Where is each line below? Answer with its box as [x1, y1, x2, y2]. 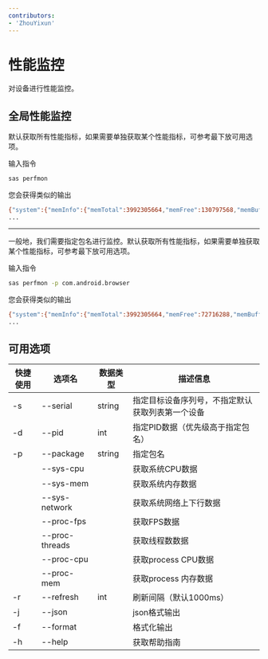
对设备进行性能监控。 [8, 84, 78, 93]
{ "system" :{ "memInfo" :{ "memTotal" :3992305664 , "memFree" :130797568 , [8, 206, 238, 214]
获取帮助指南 [132, 637, 181, 648]
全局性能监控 [8, 109, 72, 123]
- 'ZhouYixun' [8, 19, 56, 27]
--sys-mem [41, 478, 89, 489]
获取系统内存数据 [132, 479, 197, 490]
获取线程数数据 [132, 535, 189, 547]
